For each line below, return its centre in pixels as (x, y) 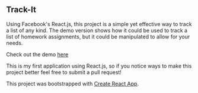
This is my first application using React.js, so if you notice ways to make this (99, 66)
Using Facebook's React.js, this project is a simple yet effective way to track (99, 24)
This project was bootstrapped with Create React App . (73, 84)
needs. (15, 43)
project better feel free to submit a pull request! (64, 72)
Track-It (21, 10)
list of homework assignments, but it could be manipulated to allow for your (98, 36)
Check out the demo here (37, 54)
